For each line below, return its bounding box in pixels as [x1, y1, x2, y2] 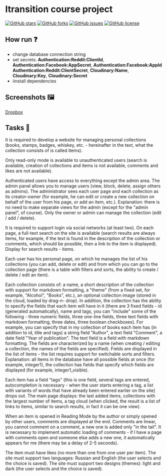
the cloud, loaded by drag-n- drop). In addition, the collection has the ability [5, 298, 161, 304]
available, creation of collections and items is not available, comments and [5, 162, 158, 169]
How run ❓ [5, 35, 38, 44]
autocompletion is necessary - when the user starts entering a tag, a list [5, 382, 153, 388]
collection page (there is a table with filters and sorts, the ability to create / [5, 266, 159, 272]
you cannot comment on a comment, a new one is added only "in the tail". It [5, 424, 161, 430]
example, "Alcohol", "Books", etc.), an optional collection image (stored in [5, 293, 156, 299]
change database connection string [12, 51, 86, 57]
